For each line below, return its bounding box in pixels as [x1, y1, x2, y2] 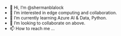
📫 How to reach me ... [9, 26, 55, 31]
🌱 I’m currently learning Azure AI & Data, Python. [9, 15, 107, 20]
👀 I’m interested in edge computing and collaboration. [9, 10, 117, 16]
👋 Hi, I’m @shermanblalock [9, 5, 64, 10]
